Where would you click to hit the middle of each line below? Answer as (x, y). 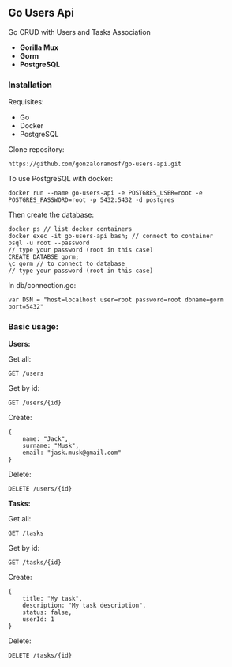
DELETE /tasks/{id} (40, 656)
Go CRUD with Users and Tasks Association (80, 32)
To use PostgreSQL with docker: (60, 179)
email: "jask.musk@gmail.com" (72, 453)
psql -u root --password (49, 243)
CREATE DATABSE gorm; (44, 257)
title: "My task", (52, 599)
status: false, (47, 612)
